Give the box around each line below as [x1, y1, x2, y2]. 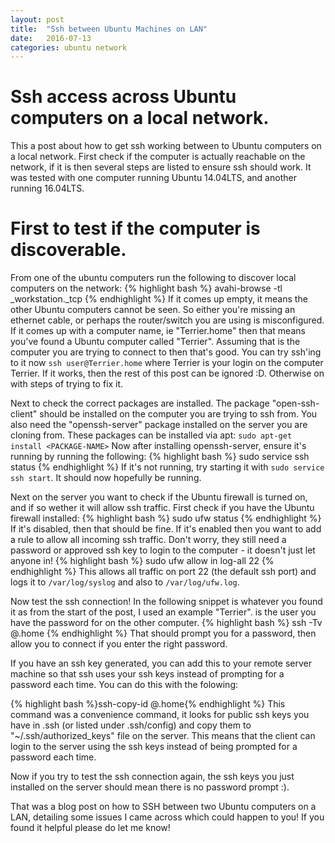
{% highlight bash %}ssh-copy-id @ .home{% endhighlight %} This [10, 698, 286, 710]
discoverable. [10, 239, 127, 261]
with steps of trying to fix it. [10, 378, 124, 390]
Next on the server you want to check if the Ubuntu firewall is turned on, [10, 491, 308, 503]
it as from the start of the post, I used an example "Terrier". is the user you [10, 606, 317, 618]
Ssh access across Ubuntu [10, 86, 237, 108]
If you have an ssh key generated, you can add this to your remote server [10, 657, 312, 670]
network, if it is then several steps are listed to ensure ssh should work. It [10, 161, 312, 173]
